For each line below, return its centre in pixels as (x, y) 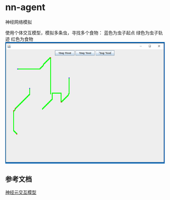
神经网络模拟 (18, 22)
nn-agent (25, 7)
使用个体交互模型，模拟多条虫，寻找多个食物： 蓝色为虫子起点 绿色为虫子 (82, 32)
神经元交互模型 (21, 192)
